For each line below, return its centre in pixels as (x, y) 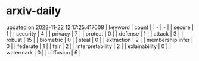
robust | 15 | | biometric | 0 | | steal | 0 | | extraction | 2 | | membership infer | (100, 40)
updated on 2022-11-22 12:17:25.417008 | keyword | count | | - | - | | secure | (100, 27)
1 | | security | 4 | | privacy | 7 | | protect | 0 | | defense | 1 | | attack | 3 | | (95, 33)
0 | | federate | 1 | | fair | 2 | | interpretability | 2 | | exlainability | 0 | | (89, 46)
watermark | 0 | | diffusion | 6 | (44, 52)
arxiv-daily (34, 11)
